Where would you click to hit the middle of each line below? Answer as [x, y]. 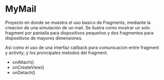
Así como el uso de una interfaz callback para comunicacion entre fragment [82, 47]
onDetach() [24, 72]
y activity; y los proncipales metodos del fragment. [57, 53]
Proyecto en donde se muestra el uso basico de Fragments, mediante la [78, 22]
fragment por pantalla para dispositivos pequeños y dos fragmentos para [79, 33]
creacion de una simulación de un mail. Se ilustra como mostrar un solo [78, 27]
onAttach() [23, 62]
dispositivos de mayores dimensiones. [44, 38]
